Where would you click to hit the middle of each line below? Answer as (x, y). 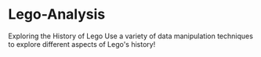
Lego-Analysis (57, 14)
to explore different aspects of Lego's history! (82, 44)
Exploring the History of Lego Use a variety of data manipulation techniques (130, 36)
